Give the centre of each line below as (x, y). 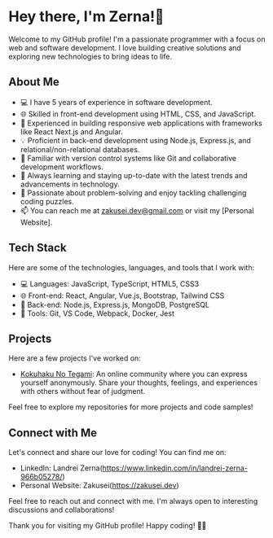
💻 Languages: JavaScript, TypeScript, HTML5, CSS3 (110, 283)
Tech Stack (37, 248)
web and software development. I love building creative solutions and (125, 47)
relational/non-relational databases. (80, 149)
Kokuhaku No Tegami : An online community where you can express (134, 374)
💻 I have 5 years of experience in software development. (117, 102)
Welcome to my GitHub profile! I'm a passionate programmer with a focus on (137, 39)
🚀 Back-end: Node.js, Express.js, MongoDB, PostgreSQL (115, 304)
